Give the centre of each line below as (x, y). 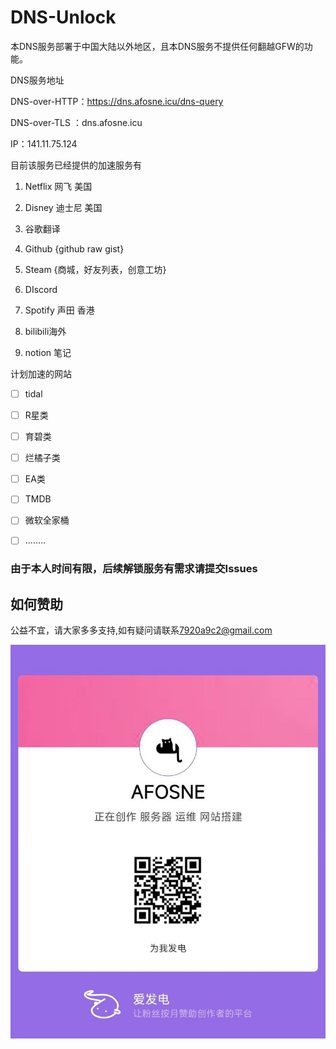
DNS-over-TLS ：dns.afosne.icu (76, 122)
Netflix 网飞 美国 (58, 186)
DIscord (41, 289)
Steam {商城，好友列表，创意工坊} (95, 269)
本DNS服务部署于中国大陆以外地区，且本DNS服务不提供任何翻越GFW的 (157, 46)
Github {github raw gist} (74, 248)
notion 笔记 (48, 352)
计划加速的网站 (41, 373)
